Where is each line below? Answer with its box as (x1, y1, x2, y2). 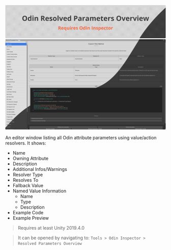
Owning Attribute (12, 156, 49, 162)
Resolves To (12, 177, 39, 183)
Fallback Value (12, 183, 44, 189)
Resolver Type (12, 171, 43, 178)
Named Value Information (12, 188, 67, 194)
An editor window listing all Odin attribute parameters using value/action (5, 135, 157, 141)
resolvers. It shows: (5, 140, 47, 146)
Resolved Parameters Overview (17, 241, 82, 246)
